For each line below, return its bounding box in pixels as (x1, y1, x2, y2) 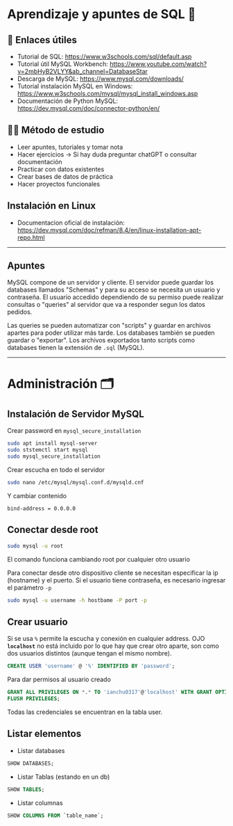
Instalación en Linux (7, 200, 96, 212)
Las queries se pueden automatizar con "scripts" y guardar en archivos (7, 321, 212, 330)
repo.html (17, 233, 45, 241)
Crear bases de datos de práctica (17, 172, 113, 180)
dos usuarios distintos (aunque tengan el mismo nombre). (7, 649, 172, 658)
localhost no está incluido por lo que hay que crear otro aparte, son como (7, 642, 220, 650)
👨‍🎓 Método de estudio (7, 125, 105, 136)
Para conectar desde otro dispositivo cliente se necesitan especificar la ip (7, 569, 218, 577)
